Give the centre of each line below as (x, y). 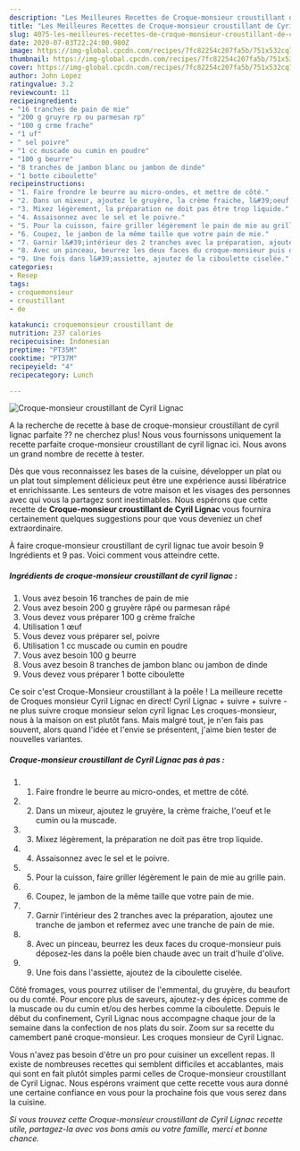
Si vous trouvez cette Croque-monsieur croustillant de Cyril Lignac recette (146, 1120)
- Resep (24, 276)
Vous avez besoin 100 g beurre (79, 655)
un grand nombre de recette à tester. (77, 454)
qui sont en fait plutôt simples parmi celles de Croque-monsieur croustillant (148, 1074)
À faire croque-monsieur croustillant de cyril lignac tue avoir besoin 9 (137, 546)
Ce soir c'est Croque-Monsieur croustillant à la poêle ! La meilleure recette (146, 692)
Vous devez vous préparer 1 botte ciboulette (103, 674)
